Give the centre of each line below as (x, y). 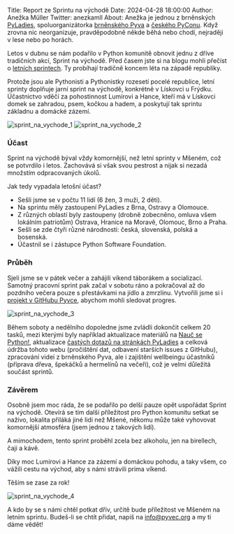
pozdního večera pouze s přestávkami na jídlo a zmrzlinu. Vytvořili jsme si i (115, 292)
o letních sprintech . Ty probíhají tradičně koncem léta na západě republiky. (115, 68)
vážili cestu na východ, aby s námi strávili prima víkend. (87, 469)
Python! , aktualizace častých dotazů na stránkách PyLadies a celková (108, 342)
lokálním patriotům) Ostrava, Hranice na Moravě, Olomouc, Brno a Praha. (122, 222)
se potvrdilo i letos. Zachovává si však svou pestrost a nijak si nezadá (107, 165)
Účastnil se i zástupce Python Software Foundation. (92, 244)
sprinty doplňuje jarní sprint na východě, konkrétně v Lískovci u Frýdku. (110, 89)
